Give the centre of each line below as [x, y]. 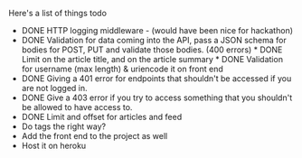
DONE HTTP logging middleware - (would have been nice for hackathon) [157, 30]
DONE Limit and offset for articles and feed [102, 117]
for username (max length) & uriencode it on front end [122, 69]
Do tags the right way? [63, 126]
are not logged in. [54, 88]
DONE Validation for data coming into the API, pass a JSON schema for [154, 40]
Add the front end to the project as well [94, 136]
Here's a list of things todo [58, 13]
